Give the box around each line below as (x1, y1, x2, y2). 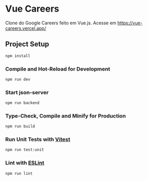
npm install (5, 53, 30, 58)
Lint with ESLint (5, 159, 45, 166)
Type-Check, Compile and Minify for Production (5, 112, 126, 119)
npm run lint (5, 171, 33, 176)
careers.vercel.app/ (5, 25, 47, 31)
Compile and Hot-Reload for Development (5, 65, 110, 73)
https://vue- (117, 20, 143, 26)
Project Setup (5, 40, 50, 49)
